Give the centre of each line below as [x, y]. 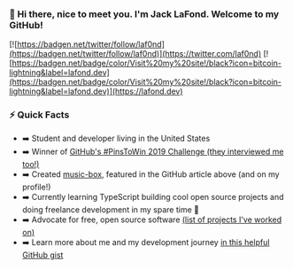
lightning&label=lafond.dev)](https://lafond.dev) [96, 91]
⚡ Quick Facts [39, 115]
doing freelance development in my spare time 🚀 [110, 209]
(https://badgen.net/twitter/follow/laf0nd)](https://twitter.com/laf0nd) [135, 54]
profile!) [36, 187]
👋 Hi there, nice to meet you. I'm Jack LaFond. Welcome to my [144, 14]
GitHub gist [42, 255]
